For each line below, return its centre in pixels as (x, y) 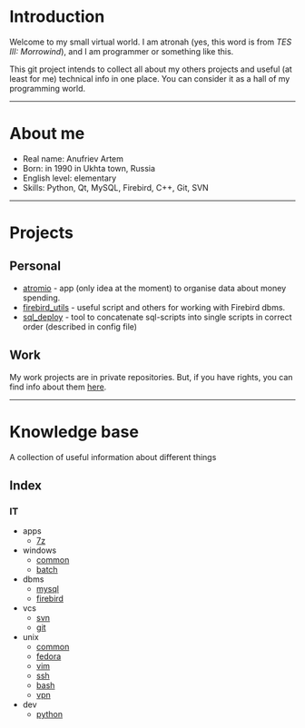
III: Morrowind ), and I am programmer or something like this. (122, 51)
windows (39, 550)
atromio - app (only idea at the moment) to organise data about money (154, 288)
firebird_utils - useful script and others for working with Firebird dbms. (154, 307)
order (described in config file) (80, 326)
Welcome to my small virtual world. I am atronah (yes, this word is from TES (151, 42)
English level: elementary (69, 178)
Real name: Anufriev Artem (73, 158)
